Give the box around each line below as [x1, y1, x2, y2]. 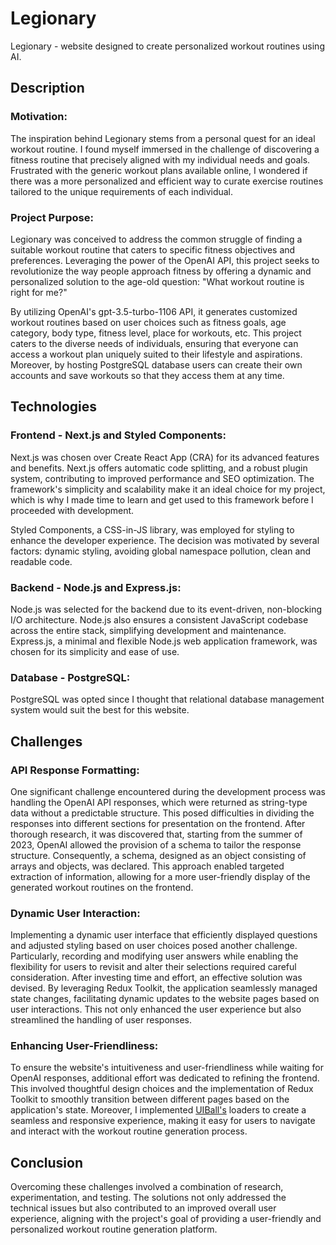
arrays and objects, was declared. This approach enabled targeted [10, 860, 285, 872]
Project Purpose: [10, 210, 94, 224]
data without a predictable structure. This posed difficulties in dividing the [10, 807, 315, 819]
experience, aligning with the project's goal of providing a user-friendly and [10, 1213, 322, 1225]
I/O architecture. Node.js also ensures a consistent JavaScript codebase [10, 613, 309, 626]
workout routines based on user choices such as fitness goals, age [10, 316, 287, 328]
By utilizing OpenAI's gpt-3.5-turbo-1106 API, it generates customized [10, 305, 298, 317]
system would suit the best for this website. [10, 704, 190, 716]
